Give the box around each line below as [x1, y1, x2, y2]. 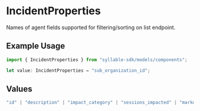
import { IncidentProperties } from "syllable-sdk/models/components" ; [6, 56, 187, 63]
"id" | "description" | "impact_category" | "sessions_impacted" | [6, 100, 177, 106]
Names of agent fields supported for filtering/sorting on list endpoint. [6, 24, 176, 31]
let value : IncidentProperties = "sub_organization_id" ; [6, 67, 151, 74]
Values [6, 84, 33, 94]
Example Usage [6, 41, 65, 51]
